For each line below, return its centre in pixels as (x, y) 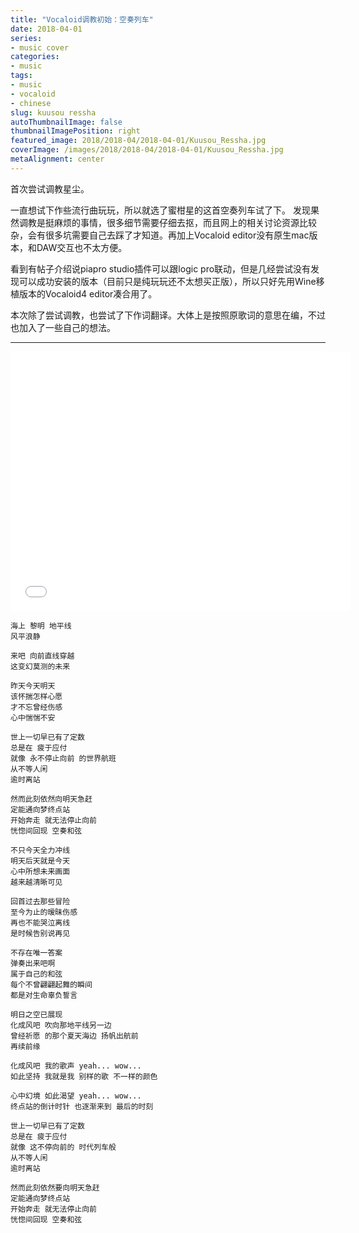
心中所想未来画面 (40, 871)
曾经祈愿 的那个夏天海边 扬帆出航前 (74, 1036)
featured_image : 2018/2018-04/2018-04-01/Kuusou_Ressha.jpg (138, 141)
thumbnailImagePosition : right (75, 131)
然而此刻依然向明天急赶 (51, 799)
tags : (21, 76)
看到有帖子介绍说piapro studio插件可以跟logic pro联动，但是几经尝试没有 (161, 268)
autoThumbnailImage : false (66, 122)
